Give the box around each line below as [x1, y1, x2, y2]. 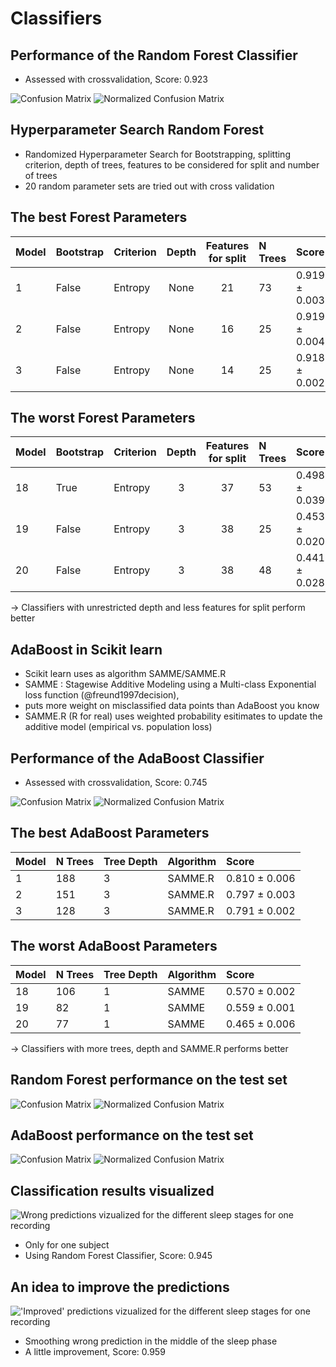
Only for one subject [24, 1239, 110, 1251]
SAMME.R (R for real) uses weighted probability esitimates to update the [24, 710, 323, 722]
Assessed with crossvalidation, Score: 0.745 [24, 777, 208, 789]
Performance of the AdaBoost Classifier [10, 750, 265, 767]
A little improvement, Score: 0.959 [24, 1345, 166, 1357]
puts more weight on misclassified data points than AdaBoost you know [24, 700, 320, 712]
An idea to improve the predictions [10, 1278, 230, 1296]
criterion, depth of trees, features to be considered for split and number [24, 158, 320, 171]
